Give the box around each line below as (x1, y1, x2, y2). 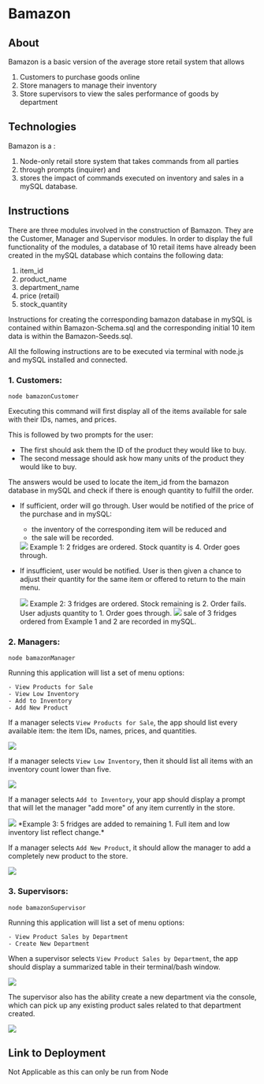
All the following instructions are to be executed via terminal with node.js (8, 346, 244, 356)
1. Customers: (8, 374, 63, 386)
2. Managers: (8, 636, 61, 647)
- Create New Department (8, 940, 90, 948)
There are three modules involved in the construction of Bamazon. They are (8, 225, 254, 235)
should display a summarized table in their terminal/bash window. (8, 962, 221, 971)
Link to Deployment (8, 1046, 106, 1060)
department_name (19, 282, 80, 292)
